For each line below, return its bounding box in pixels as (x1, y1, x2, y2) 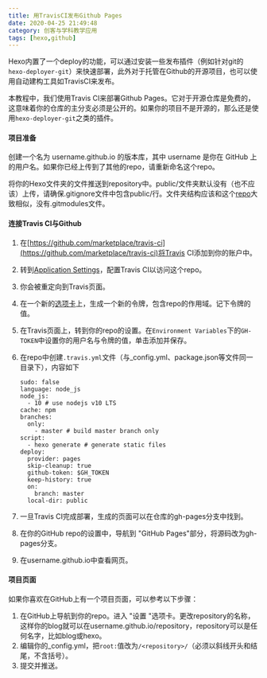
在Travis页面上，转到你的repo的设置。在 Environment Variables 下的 (19, 325, 242, 335)
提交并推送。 (19, 660, 62, 670)
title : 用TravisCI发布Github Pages (8, 11, 122, 20)
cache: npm (19, 406, 56, 414)
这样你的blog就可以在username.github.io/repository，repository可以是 (19, 621, 251, 630)
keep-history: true (27, 475, 91, 484)
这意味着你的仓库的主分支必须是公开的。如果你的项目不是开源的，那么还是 (8, 103, 252, 113)
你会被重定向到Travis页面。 (19, 282, 110, 291)
